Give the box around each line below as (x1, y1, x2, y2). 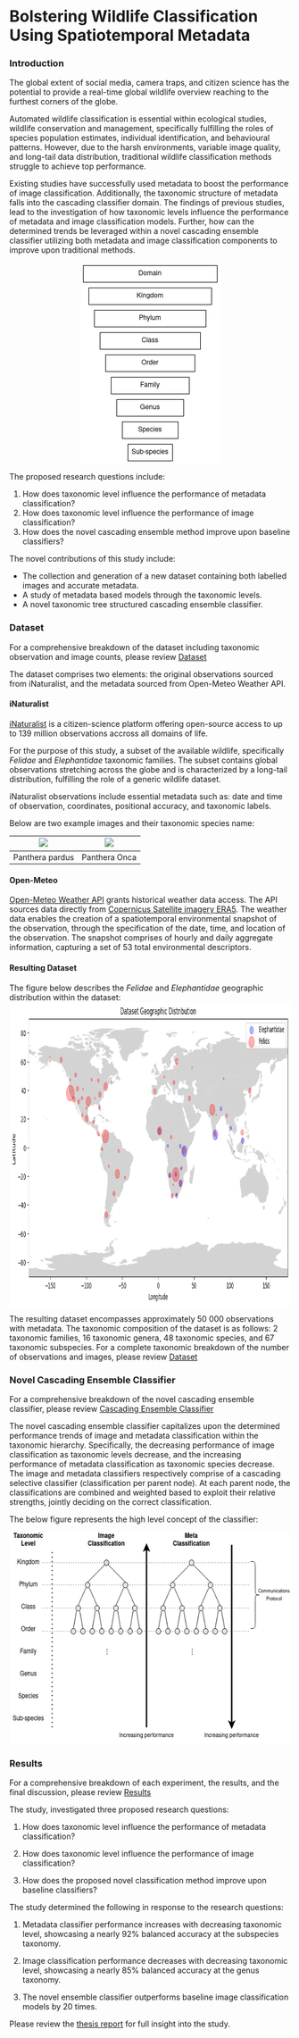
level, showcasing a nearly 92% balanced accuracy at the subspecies (21, 1929, 279, 1940)
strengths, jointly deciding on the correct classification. (9, 1496, 212, 1507)
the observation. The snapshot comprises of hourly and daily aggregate (9, 932, 274, 943)
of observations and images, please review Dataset (9, 1351, 198, 1362)
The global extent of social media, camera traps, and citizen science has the (9, 78, 290, 88)
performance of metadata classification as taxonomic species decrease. (9, 1458, 275, 1469)
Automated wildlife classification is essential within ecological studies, (9, 113, 268, 124)
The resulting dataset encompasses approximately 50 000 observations (9, 1313, 274, 1324)
